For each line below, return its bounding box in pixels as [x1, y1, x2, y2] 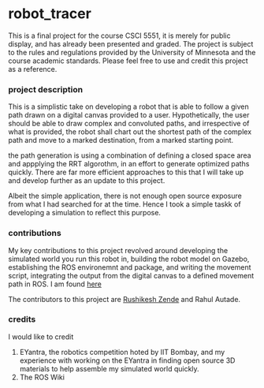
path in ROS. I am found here [8, 279, 102, 289]
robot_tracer [8, 5, 92, 23]
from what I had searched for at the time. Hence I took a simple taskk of [8, 200, 242, 209]
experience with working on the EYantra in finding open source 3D [19, 356, 236, 365]
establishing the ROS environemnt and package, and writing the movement [8, 262, 251, 272]
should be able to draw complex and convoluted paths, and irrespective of [8, 119, 250, 129]
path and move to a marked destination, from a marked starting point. [8, 136, 234, 145]
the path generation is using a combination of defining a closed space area [8, 151, 251, 160]
